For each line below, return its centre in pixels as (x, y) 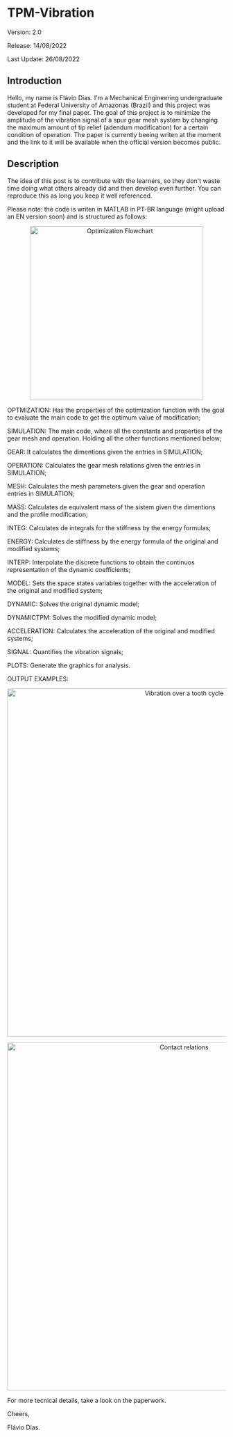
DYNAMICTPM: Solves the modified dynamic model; (82, 617)
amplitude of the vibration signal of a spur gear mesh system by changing (113, 120)
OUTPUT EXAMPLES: (38, 678)
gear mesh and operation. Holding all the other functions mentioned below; (114, 438)
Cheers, (18, 1413)
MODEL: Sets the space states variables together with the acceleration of (112, 583)
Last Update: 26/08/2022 (43, 59)
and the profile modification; (48, 514)
